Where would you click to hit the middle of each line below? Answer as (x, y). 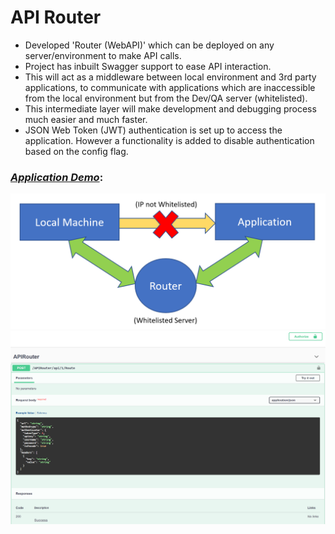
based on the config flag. (76, 151)
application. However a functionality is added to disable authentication (169, 140)
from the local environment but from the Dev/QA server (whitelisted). (166, 98)
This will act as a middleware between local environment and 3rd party (170, 77)
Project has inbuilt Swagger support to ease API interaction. (148, 66)
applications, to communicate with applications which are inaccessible (170, 87)
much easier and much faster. (86, 119)
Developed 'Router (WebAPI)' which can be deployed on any (149, 45)
